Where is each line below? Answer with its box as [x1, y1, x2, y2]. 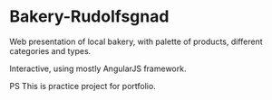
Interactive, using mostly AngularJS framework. [9, 63, 187, 74]
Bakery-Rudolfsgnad [9, 6, 170, 27]
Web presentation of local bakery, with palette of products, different [9, 36, 263, 47]
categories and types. [9, 45, 92, 56]
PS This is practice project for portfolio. [9, 80, 156, 91]
